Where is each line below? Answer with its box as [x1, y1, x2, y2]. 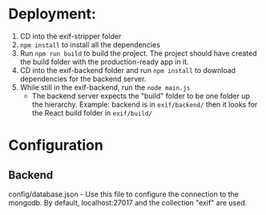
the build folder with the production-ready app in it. [19, 57, 190, 67]
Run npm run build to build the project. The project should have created [19, 48, 258, 58]
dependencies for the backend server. [19, 74, 147, 83]
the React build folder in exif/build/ [31, 107, 153, 117]
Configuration [8, 136, 104, 155]
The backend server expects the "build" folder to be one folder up [31, 91, 251, 100]
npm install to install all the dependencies [19, 39, 160, 49]
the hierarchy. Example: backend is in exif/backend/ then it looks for [31, 99, 258, 109]
